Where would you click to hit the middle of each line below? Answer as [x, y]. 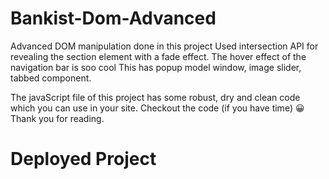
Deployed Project [83, 159]
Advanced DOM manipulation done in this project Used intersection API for [164, 46]
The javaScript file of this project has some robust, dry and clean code [155, 97]
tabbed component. [51, 78]
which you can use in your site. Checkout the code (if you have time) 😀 [157, 108]
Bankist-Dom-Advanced [113, 18]
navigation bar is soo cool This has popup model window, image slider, [156, 67]
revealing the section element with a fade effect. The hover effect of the [158, 56]
